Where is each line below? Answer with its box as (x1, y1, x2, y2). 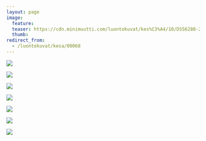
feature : (12, 20, 34, 26)
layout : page (6, 9, 40, 15)
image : (6, 15, 23, 21)
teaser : (12, 26, 32, 32)
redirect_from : (6, 37, 45, 43)
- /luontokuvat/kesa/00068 (12, 43, 81, 49)
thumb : (12, 32, 29, 38)
